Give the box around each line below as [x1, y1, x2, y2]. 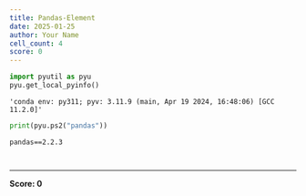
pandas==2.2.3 [9, 138, 64, 147]
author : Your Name [9, 30, 79, 39]
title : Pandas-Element [9, 13, 96, 23]
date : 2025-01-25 [9, 22, 76, 31]
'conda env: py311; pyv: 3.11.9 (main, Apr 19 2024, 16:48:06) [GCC [9, 97, 275, 106]
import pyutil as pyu [9, 72, 92, 82]
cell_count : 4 [9, 38, 64, 48]
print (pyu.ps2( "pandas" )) [9, 120, 107, 130]
